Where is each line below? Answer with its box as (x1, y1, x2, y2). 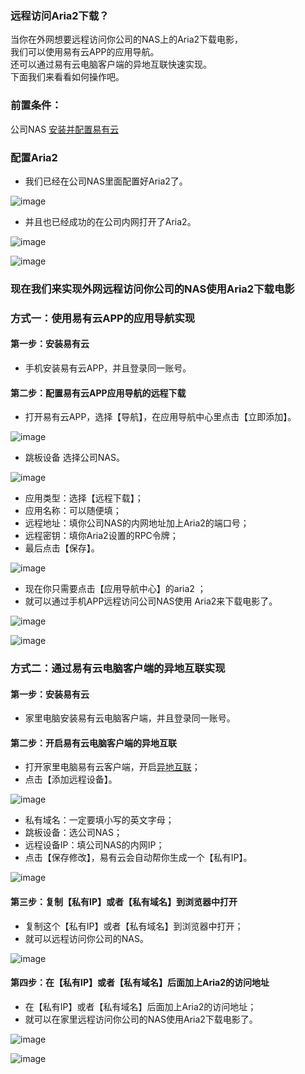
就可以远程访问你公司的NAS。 (24, 932, 149, 944)
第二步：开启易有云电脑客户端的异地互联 (10, 737, 177, 749)
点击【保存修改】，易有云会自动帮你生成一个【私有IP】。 (24, 852, 253, 864)
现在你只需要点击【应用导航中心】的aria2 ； (24, 583, 207, 595)
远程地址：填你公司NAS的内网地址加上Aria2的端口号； (24, 517, 250, 529)
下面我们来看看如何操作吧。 (10, 71, 125, 83)
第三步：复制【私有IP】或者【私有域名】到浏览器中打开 (10, 896, 238, 908)
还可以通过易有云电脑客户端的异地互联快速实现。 (10, 58, 212, 71)
